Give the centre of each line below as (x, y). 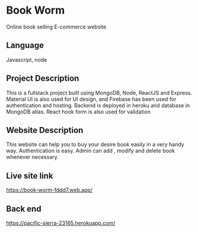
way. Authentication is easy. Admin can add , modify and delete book (90, 151)
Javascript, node (27, 59)
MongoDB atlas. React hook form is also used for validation (79, 112)
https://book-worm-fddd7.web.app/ (49, 190)
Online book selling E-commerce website (56, 27)
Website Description (45, 130)
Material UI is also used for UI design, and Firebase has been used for (91, 99)
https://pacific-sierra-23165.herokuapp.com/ (61, 223)
